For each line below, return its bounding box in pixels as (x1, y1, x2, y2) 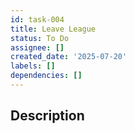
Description (10, 107, 85, 125)
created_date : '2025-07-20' (10, 52, 128, 62)
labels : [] (10, 61, 56, 71)
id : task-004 (10, 14, 65, 25)
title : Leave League (10, 24, 97, 34)
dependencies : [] (10, 71, 83, 81)
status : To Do (10, 33, 70, 43)
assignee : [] (10, 42, 65, 53)
